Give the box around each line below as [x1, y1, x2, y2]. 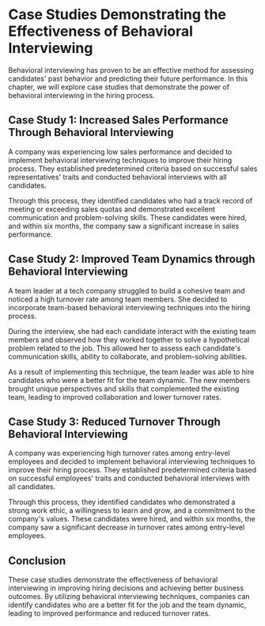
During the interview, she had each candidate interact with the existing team [8, 326, 256, 336]
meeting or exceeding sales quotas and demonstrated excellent [8, 204, 216, 214]
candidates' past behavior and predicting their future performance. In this [8, 74, 248, 83]
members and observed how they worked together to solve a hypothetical [8, 335, 250, 344]
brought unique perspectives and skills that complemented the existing [8, 384, 240, 393]
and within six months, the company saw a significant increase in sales [8, 221, 240, 230]
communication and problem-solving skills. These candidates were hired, [8, 212, 248, 222]
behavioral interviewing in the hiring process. [8, 90, 156, 100]
